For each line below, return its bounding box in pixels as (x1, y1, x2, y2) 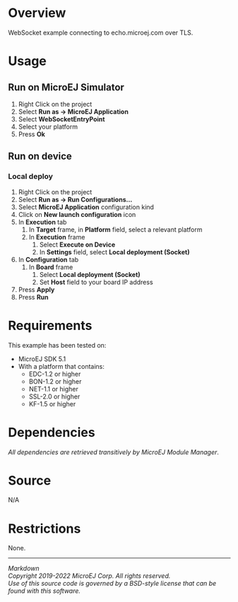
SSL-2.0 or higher (28, 392, 81, 401)
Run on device (8, 150, 73, 163)
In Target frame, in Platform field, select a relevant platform (28, 225, 203, 234)
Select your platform (18, 122, 78, 131)
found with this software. (8, 586, 81, 595)
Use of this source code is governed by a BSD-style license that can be (8, 579, 217, 588)
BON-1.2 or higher (28, 377, 82, 386)
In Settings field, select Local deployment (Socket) (39, 247, 190, 256)
